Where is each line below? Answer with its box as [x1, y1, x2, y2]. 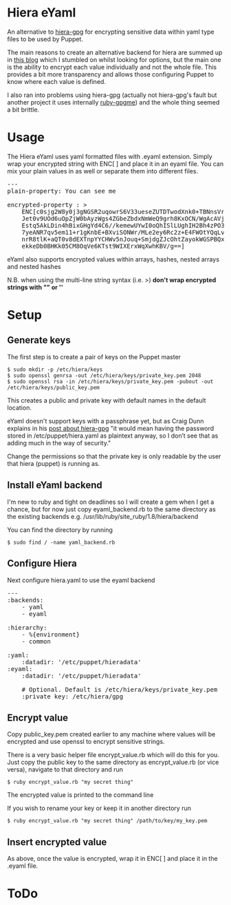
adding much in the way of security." [7, 438, 111, 447]
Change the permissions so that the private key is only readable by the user [7, 452, 221, 460]
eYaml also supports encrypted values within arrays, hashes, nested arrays [7, 255, 220, 263]
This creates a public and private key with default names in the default [7, 396, 206, 404]
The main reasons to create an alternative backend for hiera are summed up [7, 48, 223, 56]
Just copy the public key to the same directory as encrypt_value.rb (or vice [7, 758, 219, 767]
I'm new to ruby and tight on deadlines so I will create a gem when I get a [7, 498, 214, 506]
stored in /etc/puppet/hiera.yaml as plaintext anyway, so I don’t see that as [7, 432, 219, 440]
